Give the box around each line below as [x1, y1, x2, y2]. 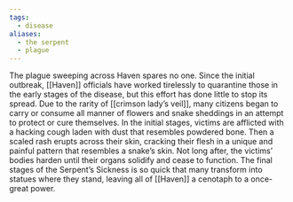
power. [30, 183, 56, 194]
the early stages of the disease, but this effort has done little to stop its [9, 89, 268, 100]
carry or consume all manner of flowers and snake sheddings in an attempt [9, 108, 284, 119]
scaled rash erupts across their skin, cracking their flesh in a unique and [9, 136, 273, 147]
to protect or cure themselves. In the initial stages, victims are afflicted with [9, 117, 284, 128]
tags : [9, 12, 29, 22]
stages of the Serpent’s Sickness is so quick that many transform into [9, 165, 264, 175]
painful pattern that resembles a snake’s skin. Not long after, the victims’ [9, 145, 273, 156]
